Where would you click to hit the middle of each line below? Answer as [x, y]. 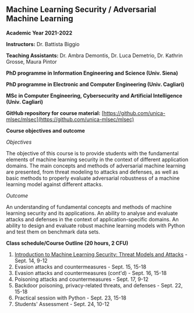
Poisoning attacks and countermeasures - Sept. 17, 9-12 [81, 279]
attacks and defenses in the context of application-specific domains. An [92, 219]
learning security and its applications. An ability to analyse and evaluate [92, 213]
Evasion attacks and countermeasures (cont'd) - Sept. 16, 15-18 [91, 273]
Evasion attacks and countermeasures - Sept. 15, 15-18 [80, 267]
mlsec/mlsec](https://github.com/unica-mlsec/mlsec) [70, 119]
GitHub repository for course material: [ [55, 113]
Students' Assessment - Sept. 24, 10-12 [62, 304]
